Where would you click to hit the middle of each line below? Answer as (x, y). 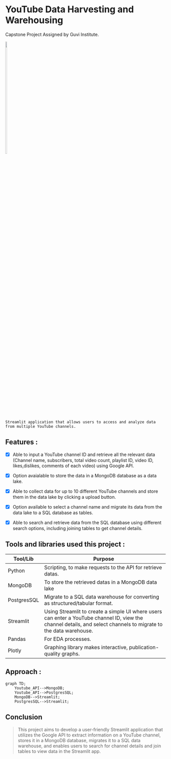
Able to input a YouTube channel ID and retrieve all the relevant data (84, 454)
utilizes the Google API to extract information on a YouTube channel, (89, 735)
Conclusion (24, 717)
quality (52, 654)
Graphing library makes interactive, (86, 647)
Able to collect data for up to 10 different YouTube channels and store (85, 491)
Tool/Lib (24, 559)
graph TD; (16, 683)
